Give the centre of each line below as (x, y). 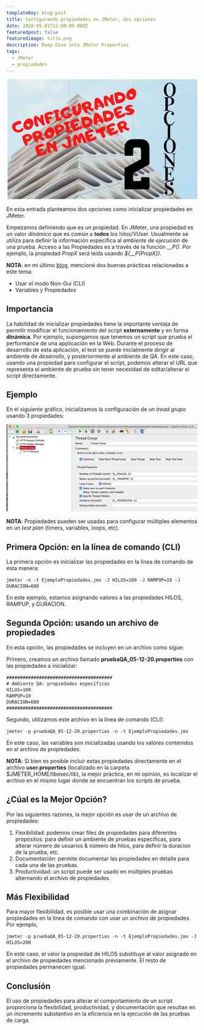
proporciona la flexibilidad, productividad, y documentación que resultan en (101, 1007)
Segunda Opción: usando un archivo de (83, 623)
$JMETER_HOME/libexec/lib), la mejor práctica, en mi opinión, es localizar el (102, 774)
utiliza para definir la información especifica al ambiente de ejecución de (97, 240)
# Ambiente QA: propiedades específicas (58, 684)
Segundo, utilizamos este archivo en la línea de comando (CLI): (85, 719)
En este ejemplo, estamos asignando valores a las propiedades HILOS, (94, 597)
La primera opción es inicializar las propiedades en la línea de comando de (100, 562)
